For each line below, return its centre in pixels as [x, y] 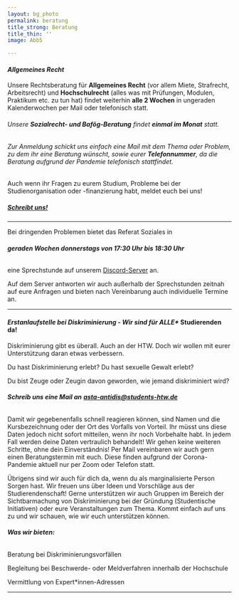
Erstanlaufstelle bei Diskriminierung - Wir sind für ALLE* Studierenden [115, 322]
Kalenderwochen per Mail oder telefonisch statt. [78, 108]
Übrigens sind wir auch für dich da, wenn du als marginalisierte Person [111, 478]
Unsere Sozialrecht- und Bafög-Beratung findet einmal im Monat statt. [113, 124]
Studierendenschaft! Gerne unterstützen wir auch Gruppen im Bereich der [116, 493]
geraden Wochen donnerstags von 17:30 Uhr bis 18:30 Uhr [96, 248]
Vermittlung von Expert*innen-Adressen [66, 581]
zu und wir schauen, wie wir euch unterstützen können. [89, 516]
